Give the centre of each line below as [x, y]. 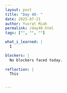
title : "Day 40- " [24, 14]
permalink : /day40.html [30, 28]
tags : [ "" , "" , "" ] [25, 33]
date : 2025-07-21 [23, 19]
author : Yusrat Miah [26, 24]
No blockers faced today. [36, 60]
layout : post [18, 10]
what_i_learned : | [24, 42]
